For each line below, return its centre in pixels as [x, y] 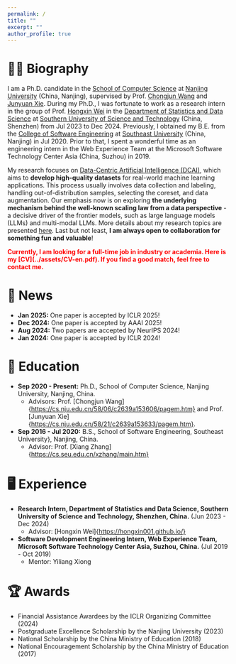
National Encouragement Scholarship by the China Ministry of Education [123, 646]
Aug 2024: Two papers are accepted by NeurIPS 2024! [99, 330]
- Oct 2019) [34, 554]
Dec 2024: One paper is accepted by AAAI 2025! [90, 323]
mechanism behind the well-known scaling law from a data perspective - [117, 208]
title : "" [22, 21]
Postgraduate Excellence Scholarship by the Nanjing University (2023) [120, 631]
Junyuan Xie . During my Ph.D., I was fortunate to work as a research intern [116, 104]
